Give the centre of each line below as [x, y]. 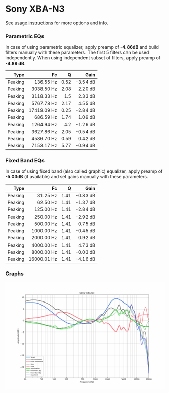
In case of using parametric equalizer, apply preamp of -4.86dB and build [82, 47]
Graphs [14, 274]
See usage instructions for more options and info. [57, 23]
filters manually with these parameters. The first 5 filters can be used [77, 53]
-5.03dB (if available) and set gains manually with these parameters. [77, 177]
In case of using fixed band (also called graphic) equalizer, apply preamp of [84, 171]
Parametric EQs [25, 36]
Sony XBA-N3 [35, 9]
